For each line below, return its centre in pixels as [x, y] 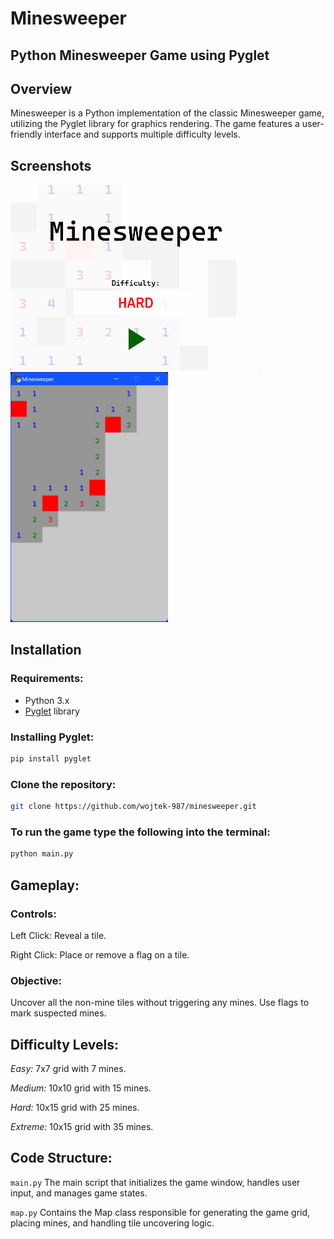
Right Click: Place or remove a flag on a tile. [100, 954]
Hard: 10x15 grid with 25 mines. [75, 1108]
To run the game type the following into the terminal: [140, 832]
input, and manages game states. [79, 1193]
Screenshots [51, 165]
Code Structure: [61, 1158]
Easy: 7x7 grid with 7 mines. [68, 1069]
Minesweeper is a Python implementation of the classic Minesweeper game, [167, 113]
